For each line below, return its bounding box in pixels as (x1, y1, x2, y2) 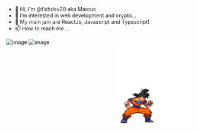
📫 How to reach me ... (14, 25, 70, 32)
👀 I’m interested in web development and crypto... (14, 12, 136, 19)
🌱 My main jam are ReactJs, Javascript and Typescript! (14, 18, 149, 25)
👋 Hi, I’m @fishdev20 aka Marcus (14, 6, 96, 12)
